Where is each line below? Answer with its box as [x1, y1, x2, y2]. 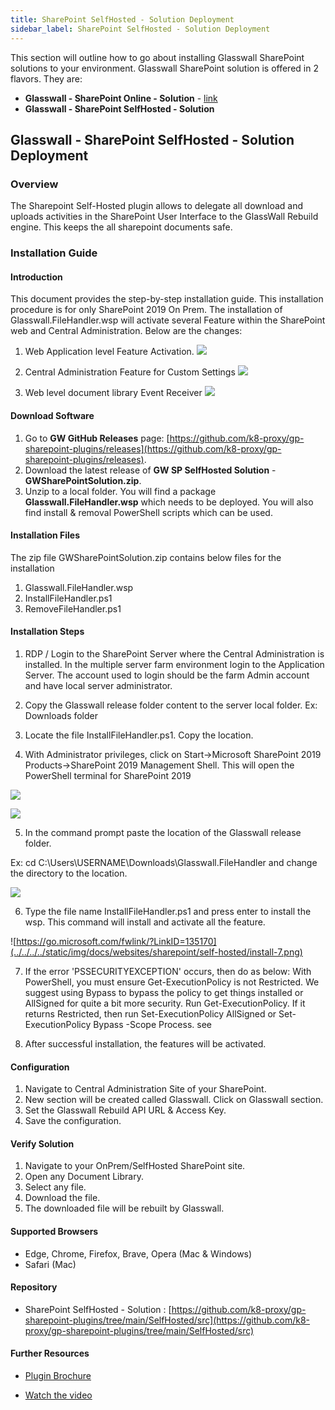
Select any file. [24, 1181, 87, 1193]
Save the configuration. [24, 1115, 122, 1127]
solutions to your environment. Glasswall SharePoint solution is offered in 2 [10, 62, 319, 74]
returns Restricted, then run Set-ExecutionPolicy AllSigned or [24, 1007, 277, 1020]
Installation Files [10, 529, 81, 541]
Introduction [10, 271, 63, 283]
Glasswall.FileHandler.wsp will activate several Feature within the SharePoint [10, 314, 326, 326]
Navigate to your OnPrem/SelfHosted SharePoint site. [24, 1160, 246, 1172]
